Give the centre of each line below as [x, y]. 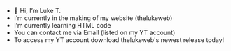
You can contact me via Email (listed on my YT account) [94, 32]
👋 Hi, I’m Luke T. [37, 11]
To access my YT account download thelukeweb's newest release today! [119, 40]
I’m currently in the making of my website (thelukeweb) [93, 18]
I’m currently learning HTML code [62, 25]
